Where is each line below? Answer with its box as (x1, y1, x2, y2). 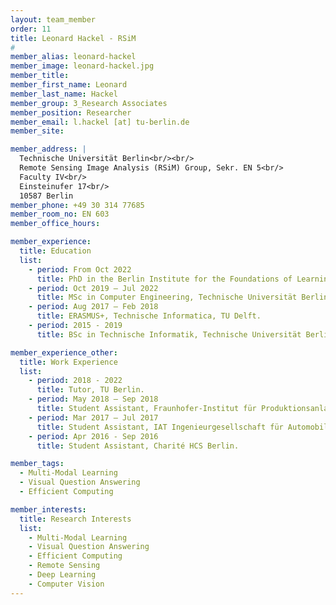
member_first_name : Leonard (10, 80, 128, 90)
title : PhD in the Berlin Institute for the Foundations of (36, 274, 293, 284)
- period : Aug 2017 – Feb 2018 (28, 302, 159, 312)
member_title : (10, 71, 70, 81)
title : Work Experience (19, 357, 118, 367)
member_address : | (10, 144, 87, 155)
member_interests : (10, 504, 87, 515)
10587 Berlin (19, 191, 74, 201)
